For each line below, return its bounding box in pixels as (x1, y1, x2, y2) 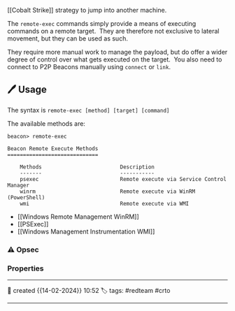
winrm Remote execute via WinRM (20, 188, 196, 195)
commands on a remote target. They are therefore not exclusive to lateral (7, 27, 220, 35)
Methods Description (20, 164, 155, 171)
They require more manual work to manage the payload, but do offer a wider (7, 48, 228, 56)
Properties (7, 263, 44, 273)
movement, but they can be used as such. (7, 34, 128, 43)
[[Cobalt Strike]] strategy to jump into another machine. (7, 6, 167, 14)
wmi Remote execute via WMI (20, 200, 190, 207)
